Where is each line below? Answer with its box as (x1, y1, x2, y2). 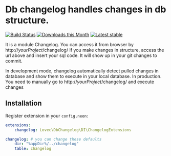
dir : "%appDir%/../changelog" (14, 141, 79, 147)
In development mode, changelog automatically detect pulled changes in (5, 68, 159, 74)
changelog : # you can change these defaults (5, 136, 102, 142)
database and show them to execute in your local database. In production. (5, 73, 162, 79)
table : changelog (14, 146, 52, 151)
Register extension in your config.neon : (5, 112, 89, 119)
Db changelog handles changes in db (5, 4, 166, 15)
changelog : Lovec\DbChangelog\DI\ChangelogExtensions (14, 127, 132, 132)
